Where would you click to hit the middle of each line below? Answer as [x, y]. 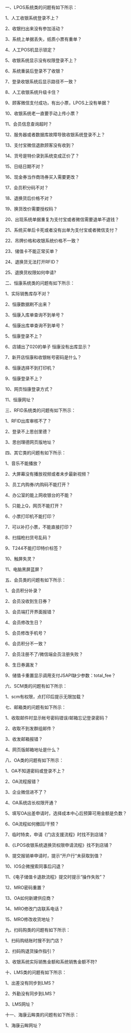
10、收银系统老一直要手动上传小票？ [42, 113]
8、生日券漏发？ [22, 665]
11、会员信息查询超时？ [29, 124]
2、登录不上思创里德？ [28, 431]
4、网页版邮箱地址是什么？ [33, 750]
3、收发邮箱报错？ [24, 739]
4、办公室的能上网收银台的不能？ [39, 495]
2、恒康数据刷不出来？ [28, 304]
